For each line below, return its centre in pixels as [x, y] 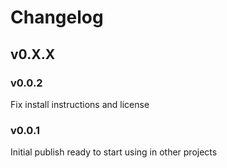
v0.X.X [33, 54]
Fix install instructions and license [80, 104]
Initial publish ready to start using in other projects [114, 152]
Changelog [57, 17]
